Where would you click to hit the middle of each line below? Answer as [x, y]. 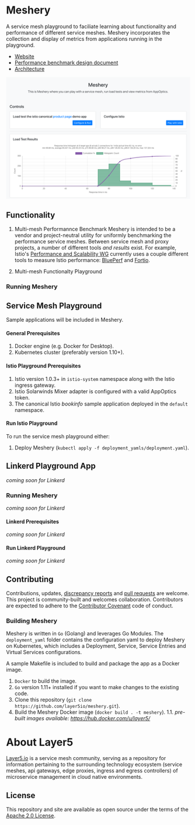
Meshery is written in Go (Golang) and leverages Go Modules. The [85, 634]
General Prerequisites [33, 333]
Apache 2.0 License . [31, 816]
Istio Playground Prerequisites [43, 366]
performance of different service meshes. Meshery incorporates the [88, 32]
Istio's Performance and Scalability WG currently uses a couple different [101, 254]
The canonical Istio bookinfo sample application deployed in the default [101, 404]
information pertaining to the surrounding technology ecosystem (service [94, 765]
